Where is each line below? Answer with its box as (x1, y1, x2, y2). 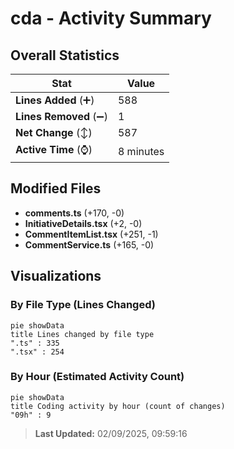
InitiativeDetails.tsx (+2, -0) (24, 217, 143, 229)
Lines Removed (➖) (15, 110, 108, 123)
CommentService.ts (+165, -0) (24, 238, 155, 251)
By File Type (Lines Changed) (10, 298, 156, 312)
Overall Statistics (10, 47, 120, 64)
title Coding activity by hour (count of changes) (10, 401, 226, 411)
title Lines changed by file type (10, 329, 155, 339)
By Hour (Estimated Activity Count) (10, 370, 185, 384)
